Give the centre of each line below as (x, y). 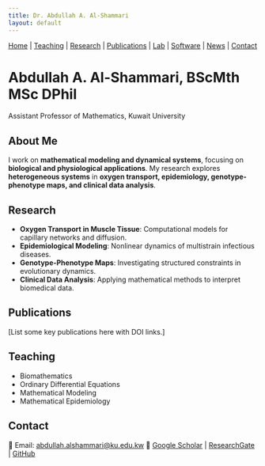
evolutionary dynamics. (58, 271)
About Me (33, 140)
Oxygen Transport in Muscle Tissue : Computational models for (124, 229)
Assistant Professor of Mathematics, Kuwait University (97, 116)
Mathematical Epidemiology (65, 401)
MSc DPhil (43, 94)
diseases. (35, 255)
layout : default (35, 23)
